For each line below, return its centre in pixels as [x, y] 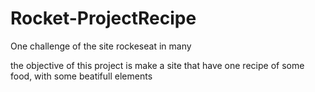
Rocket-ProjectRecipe [103, 18]
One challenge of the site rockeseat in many [101, 46]
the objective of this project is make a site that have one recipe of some [157, 65]
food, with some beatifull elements [81, 76]
